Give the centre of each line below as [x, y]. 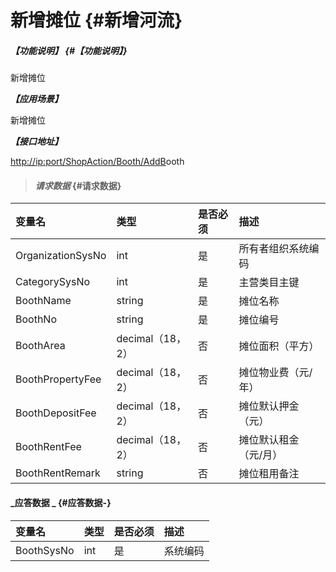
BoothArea [40, 346]
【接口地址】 [36, 142]
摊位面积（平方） [279, 346]
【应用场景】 [36, 99]
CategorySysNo [53, 282]
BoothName [43, 301]
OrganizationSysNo [61, 256]
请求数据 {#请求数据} [78, 185]
